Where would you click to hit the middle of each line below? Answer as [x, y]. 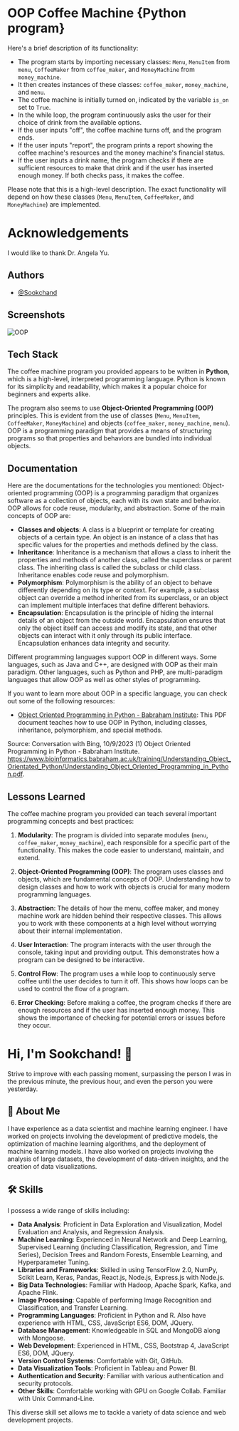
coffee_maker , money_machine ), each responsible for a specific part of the [124, 842]
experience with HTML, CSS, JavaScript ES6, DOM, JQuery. [106, 1323]
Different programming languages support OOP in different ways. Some [112, 657]
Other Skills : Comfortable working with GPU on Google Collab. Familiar [122, 1390]
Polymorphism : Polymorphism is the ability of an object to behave [115, 583]
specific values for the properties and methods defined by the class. [118, 545]
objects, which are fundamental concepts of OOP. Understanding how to [124, 879]
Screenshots [36, 315]
